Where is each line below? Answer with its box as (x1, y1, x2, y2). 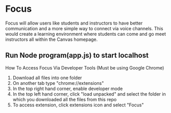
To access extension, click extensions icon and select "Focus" (12, 102, 144, 108)
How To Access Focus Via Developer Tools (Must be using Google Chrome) (5, 64, 164, 71)
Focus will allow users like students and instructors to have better (5, 20, 143, 26)
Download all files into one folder (12, 75, 82, 81)
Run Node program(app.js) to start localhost (5, 51, 149, 60)
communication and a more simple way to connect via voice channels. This (5, 25, 163, 31)
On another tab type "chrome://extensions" (12, 80, 104, 86)
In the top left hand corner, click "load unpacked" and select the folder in (12, 91, 166, 97)
